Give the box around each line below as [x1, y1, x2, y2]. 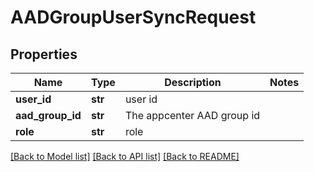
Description [164, 76, 222, 89]
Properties [10, 46, 78, 63]
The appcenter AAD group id [124, 109, 261, 122]
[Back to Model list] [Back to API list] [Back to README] [10, 151, 240, 162]
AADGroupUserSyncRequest [10, 6, 257, 29]
